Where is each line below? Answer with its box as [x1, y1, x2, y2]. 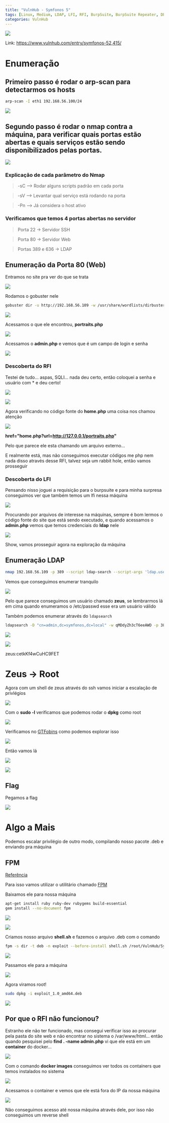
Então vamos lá [5, 748, 37, 754]
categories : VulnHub [5, 17, 49, 22]
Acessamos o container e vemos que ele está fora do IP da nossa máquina [5, 1088, 160, 1094]
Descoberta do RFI [5, 363, 52, 370]
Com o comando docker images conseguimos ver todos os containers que [5, 1063, 161, 1069]
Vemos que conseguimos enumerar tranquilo [5, 578, 99, 584]
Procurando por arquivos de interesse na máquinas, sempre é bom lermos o [5, 511, 163, 517]
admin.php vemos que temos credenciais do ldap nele [5, 522, 119, 528]
